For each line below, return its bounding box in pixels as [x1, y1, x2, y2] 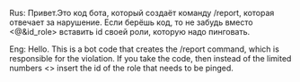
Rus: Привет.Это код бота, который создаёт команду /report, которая [9, 8, 275, 18]
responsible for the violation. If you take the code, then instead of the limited [9, 53, 292, 63]
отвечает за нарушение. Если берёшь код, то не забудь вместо [9, 17, 253, 28]
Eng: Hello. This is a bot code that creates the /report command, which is [9, 44, 280, 54]
